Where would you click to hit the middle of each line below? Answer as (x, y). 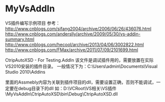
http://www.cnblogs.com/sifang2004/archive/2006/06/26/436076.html (78, 28)
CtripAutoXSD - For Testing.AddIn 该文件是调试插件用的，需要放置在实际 (80, 60)
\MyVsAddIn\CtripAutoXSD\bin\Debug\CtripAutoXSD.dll (62, 94)
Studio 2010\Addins (25, 72)
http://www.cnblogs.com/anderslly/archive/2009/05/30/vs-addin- (73, 34)
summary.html (20, 39)
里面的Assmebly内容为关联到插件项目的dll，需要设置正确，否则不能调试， (81, 82)
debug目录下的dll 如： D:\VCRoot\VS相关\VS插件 (67, 88)
